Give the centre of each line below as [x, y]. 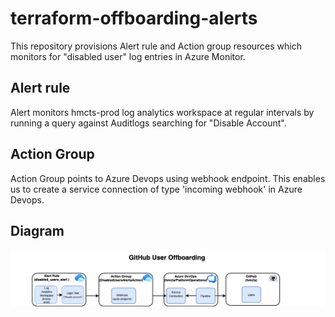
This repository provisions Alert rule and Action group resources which [156, 46]
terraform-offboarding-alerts [134, 18]
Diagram [37, 230]
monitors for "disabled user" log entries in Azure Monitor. [128, 56]
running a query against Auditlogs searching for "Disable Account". [148, 123]
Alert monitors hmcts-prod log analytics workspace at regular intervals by [162, 112]
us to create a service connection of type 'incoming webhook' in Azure [156, 189]
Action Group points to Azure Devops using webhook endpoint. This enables [168, 178]
